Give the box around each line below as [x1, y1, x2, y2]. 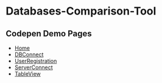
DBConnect [14, 51, 44, 58]
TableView [14, 70, 41, 77]
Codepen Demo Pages [5, 28, 92, 39]
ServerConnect [14, 64, 53, 71]
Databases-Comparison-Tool [5, 4, 157, 18]
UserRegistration [14, 58, 57, 64]
